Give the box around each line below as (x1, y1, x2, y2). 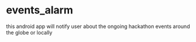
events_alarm (6, 3, 73, 17)
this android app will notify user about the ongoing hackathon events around (6, 23, 190, 30)
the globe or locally (6, 29, 53, 36)
